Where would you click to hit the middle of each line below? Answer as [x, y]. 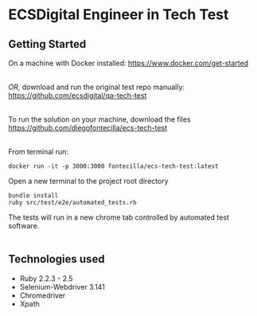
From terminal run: [39, 152]
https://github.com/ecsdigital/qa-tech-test [78, 96]
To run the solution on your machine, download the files [99, 119]
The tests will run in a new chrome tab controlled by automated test [119, 217]
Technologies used [56, 259]
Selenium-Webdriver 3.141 [62, 287]
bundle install [33, 196]
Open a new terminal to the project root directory [88, 181]
